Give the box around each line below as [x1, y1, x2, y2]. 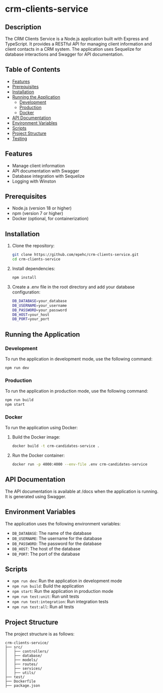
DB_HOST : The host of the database [12, 546, 81, 551]
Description [5, 23, 41, 31]
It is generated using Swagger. [5, 493, 67, 499]
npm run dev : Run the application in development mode [12, 578, 123, 584]
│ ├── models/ [5, 658, 38, 663]
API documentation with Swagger [12, 168, 79, 174]
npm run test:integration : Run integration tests [12, 599, 109, 605]
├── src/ [5, 645, 23, 650]
